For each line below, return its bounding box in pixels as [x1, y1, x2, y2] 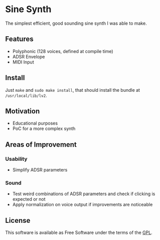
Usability [5, 155, 28, 162]
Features [5, 35, 34, 43]
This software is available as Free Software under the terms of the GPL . [5, 229, 153, 235]
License [5, 216, 31, 225]
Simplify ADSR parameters [12, 167, 68, 173]
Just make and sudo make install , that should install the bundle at [5, 87, 140, 93]
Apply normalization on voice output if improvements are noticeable [12, 202, 153, 208]
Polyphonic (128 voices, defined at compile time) [12, 48, 114, 54]
